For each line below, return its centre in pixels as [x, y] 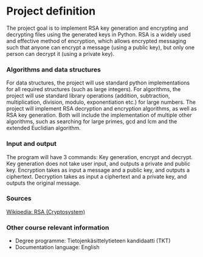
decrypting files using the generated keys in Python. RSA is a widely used [99, 34]
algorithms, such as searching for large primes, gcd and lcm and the [92, 122]
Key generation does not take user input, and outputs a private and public [98, 163]
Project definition [51, 11]
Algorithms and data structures [54, 69]
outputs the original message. [43, 183]
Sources [19, 199]
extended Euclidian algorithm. [43, 128]
